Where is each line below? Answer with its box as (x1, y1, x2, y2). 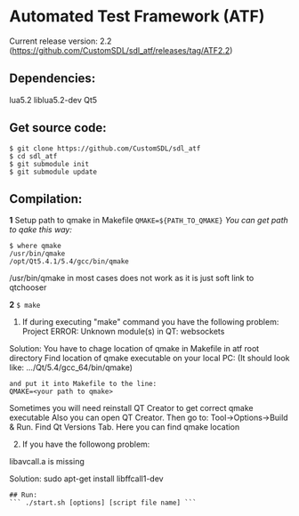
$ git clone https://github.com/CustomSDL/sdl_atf (9, 144, 201, 153)
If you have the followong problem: (21, 439, 150, 450)
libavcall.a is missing (9, 456, 85, 467)
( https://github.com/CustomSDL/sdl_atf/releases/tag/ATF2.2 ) (9, 44, 233, 55)
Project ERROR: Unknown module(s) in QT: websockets (21, 327, 225, 337)
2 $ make (9, 300, 41, 310)
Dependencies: (9, 71, 96, 86)
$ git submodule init (9, 159, 90, 168)
